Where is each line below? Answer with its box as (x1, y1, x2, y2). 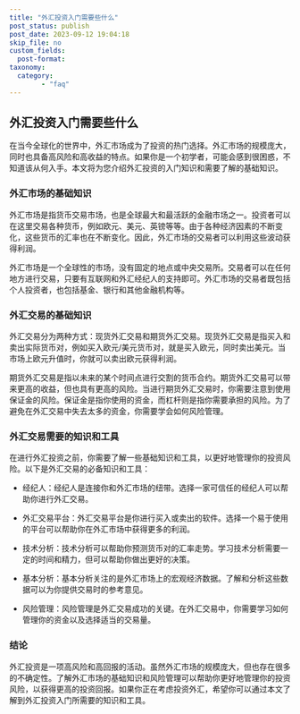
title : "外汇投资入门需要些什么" (9, 13, 119, 22)
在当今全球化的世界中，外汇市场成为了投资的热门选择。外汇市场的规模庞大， (9, 140, 291, 151)
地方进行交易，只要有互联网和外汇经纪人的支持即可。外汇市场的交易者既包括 (9, 273, 291, 284)
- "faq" (41, 80, 70, 89)
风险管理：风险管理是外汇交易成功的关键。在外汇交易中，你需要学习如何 (21, 603, 288, 614)
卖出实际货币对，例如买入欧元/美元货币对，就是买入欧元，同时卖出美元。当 (9, 342, 287, 353)
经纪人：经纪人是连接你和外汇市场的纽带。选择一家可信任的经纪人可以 (21, 482, 281, 493)
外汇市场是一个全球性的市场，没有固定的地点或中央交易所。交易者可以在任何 (9, 261, 291, 273)
